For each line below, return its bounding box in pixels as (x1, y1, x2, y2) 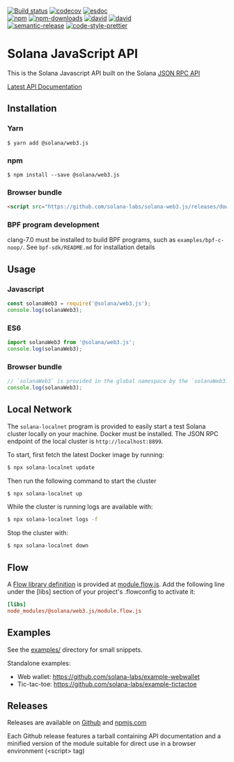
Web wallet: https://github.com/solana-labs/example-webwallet (17, 672, 200, 680)
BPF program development (7, 220, 100, 230)
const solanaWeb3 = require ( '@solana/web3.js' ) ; (7, 300, 151, 307)
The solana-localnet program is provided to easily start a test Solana (7, 422, 206, 431)
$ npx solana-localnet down (7, 542, 89, 549)
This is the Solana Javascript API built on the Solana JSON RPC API (7, 68, 201, 77)
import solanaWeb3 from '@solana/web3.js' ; (7, 339, 136, 346)
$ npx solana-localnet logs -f (7, 516, 98, 523)
